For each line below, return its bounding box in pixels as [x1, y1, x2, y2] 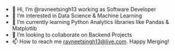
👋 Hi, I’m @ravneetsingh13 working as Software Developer [11, 6, 156, 13]
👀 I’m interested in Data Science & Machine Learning [11, 12, 143, 19]
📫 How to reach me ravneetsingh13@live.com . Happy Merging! [11, 38, 170, 45]
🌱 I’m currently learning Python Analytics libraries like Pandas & [11, 19, 170, 25]
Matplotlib [11, 25, 37, 32]
